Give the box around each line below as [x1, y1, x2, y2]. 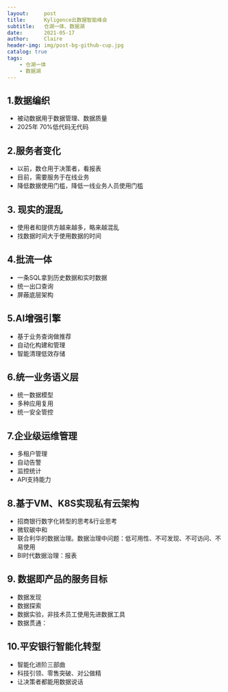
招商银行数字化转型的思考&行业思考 [16, 517, 118, 525]
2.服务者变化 [7, 145, 62, 157]
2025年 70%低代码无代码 [16, 123, 89, 131]
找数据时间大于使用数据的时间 [16, 232, 101, 240]
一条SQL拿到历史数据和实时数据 [16, 273, 107, 282]
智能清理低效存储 [16, 349, 66, 357]
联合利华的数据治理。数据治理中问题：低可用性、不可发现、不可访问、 [16, 534, 216, 542]
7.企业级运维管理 [7, 430, 77, 442]
